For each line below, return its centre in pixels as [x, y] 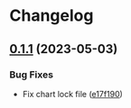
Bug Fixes [32, 75]
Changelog [51, 16]
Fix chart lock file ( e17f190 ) [73, 94]
